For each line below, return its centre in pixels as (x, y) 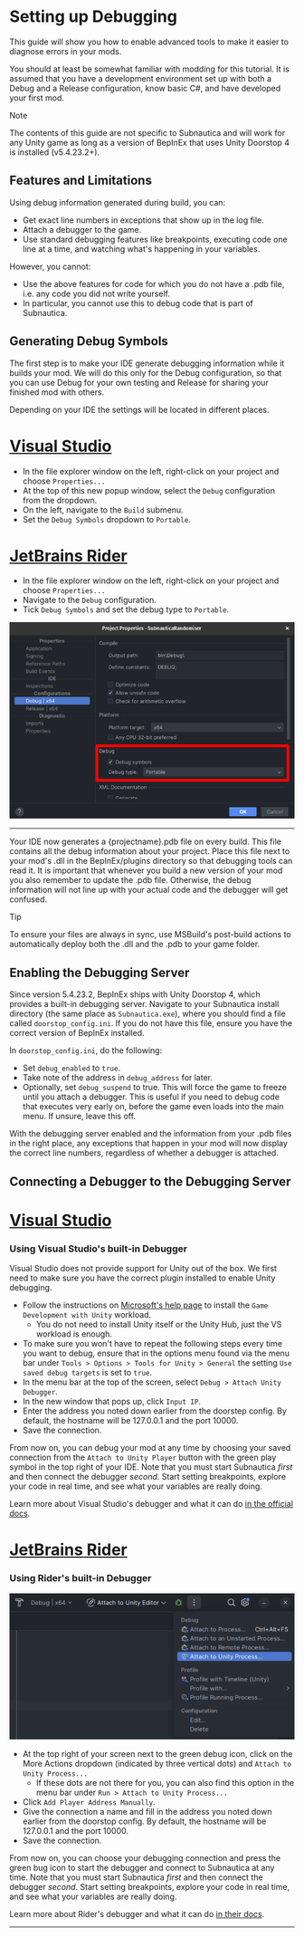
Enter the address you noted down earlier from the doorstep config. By (155, 1411)
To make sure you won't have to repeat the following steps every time (152, 1344)
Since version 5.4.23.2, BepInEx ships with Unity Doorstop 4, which (135, 994)
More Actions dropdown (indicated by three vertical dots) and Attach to (157, 1764)
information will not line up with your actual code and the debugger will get (149, 890)
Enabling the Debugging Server (100, 972)
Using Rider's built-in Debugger (81, 1578)
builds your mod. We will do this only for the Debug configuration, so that (146, 372)
